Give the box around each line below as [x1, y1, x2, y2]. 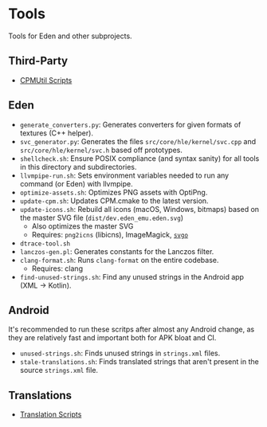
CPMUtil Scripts [19, 75, 73, 84]
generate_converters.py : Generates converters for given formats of [19, 119, 241, 129]
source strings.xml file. [19, 366, 98, 375]
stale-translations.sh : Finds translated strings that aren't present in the [19, 357, 259, 366]
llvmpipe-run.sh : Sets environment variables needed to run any [19, 170, 230, 180]
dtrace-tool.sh [19, 240, 71, 248]
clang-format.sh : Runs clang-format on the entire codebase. [19, 255, 219, 264]
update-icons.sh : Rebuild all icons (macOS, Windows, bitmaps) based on [19, 204, 260, 213]
